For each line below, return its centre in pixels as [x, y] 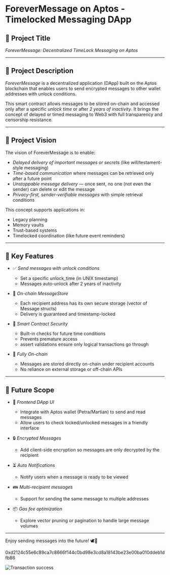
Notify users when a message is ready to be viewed [74, 477]
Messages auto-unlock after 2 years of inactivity [71, 284]
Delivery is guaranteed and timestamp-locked [68, 314]
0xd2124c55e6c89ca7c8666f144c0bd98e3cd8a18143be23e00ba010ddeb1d [85, 553]
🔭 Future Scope [30, 390]
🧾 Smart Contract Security [40, 324]
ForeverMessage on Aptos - [65, 9]
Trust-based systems [35, 230]
